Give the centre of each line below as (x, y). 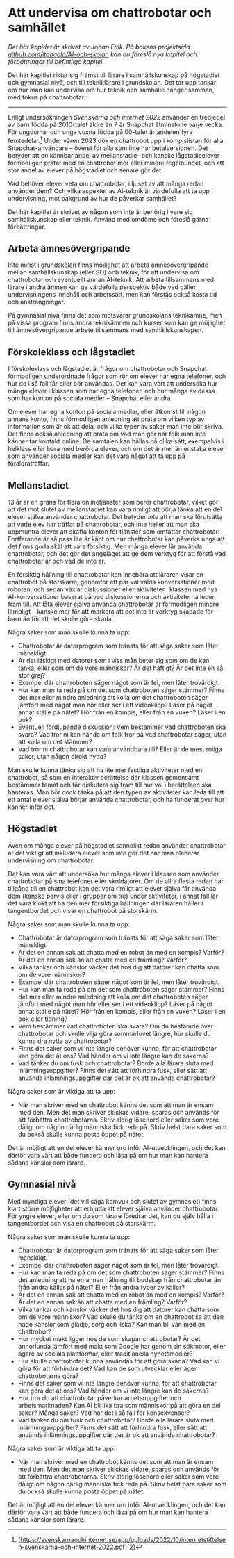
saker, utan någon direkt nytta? (62, 757)
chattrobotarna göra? (48, 1376)
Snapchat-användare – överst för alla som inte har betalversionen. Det (108, 148)
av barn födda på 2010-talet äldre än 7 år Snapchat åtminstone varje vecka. (116, 124)
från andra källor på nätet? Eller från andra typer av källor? (101, 1287)
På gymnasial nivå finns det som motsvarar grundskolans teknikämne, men (115, 315)
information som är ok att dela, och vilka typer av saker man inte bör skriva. (116, 427)
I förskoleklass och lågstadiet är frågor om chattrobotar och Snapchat (108, 369)
